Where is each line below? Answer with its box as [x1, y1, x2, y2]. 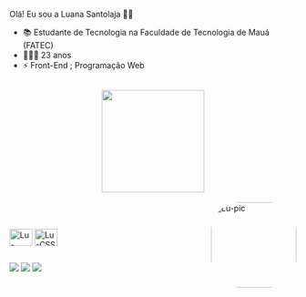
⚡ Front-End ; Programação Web [22, 60, 145, 70]
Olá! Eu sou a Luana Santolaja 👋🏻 [9, 9, 134, 19]
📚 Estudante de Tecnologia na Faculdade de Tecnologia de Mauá [22, 27, 270, 37]
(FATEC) [22, 40, 55, 50]
